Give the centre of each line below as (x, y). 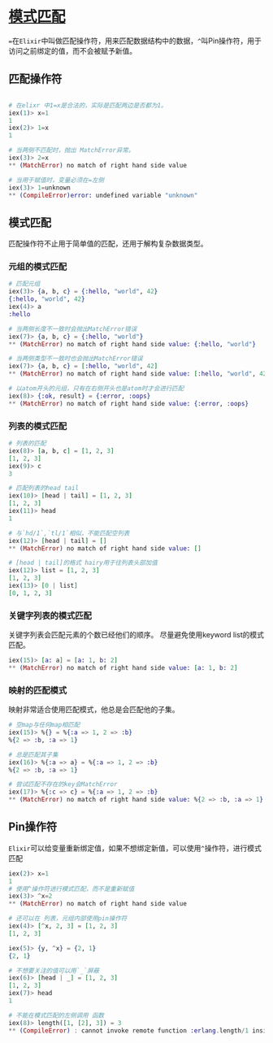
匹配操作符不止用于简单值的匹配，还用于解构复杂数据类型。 (108, 244)
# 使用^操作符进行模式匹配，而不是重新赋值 (71, 889)
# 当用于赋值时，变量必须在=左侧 (56, 180)
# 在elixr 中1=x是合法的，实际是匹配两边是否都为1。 (88, 105)
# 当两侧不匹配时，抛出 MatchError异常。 (71, 150)
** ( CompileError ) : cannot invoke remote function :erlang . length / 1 (129, 1030)
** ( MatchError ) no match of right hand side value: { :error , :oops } (129, 403)
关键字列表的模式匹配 (50, 615)
